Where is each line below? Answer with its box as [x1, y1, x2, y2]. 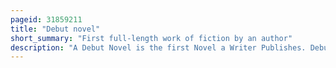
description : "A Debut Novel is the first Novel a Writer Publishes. [10, 42, 307, 53]
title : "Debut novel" [10, 24, 101, 34]
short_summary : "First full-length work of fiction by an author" [10, 33, 293, 43]
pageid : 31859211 [10, 14, 83, 25]
